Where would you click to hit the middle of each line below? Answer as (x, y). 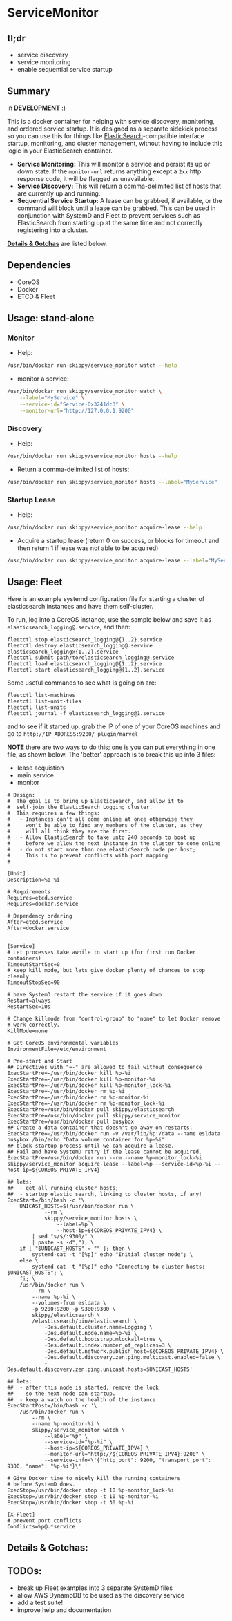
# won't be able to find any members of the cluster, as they (105, 825)
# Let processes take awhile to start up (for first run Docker (101, 952)
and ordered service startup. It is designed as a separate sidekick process (113, 129)
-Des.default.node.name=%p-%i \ (90, 1333)
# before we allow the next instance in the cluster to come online (114, 843)
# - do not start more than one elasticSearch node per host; (101, 849)
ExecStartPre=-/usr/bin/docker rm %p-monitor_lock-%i (86, 1103)
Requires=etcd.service (40, 898)
